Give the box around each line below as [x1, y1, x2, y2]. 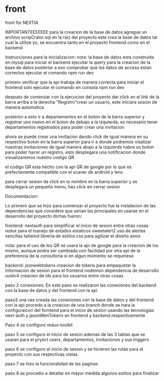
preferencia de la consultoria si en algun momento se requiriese [5, 253, 134, 259]
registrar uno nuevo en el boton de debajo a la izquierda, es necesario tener [5, 119, 158, 125]
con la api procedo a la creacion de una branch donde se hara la [5, 302, 135, 308]
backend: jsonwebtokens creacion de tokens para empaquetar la [5, 262, 136, 268]
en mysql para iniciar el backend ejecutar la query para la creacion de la [5, 59, 151, 65]
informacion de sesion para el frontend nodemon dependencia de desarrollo [5, 268, 159, 273]
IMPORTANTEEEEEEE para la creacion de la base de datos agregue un [5, 29, 147, 35]
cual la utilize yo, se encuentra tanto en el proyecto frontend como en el [5, 39, 150, 45]
